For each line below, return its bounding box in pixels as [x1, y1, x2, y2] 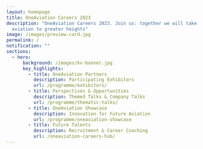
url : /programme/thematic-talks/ [33, 99, 119, 105]
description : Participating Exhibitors [33, 77, 135, 83]
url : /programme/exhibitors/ [33, 83, 108, 89]
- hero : [12, 54, 32, 60]
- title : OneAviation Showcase [28, 105, 108, 111]
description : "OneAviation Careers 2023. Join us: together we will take [6, 20, 198, 26]
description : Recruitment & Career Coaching [33, 128, 148, 134]
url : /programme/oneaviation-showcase [33, 116, 132, 122]
